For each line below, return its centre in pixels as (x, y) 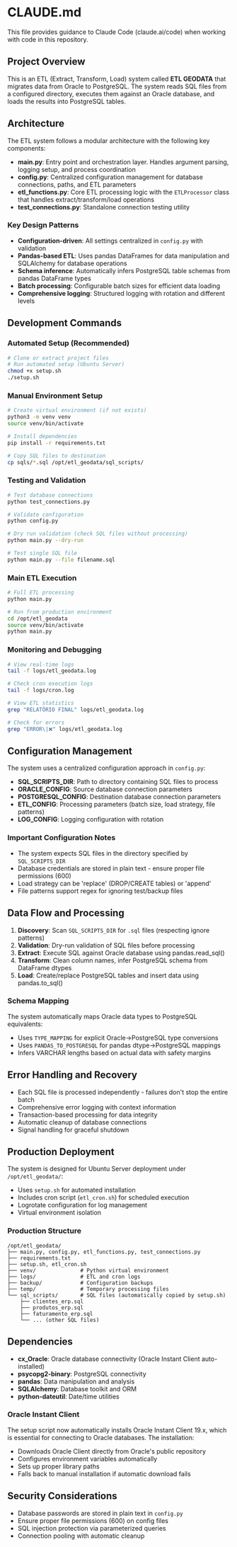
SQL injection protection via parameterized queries (92, 1528)
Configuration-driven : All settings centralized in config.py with (110, 241)
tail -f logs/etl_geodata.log (52, 671)
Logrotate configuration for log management (82, 1205)
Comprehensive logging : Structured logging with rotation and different (121, 293)
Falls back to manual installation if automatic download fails (104, 1473)
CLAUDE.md (45, 12)
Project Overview (46, 62)
